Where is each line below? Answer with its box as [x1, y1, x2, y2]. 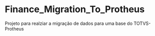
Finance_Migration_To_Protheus [5, 4, 145, 15]
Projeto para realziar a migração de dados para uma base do [5, 20, 133, 26]
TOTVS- [133, 20, 151, 26]
